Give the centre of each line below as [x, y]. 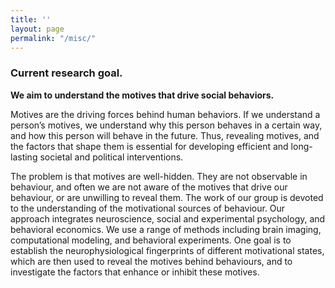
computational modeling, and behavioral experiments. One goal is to [151, 240]
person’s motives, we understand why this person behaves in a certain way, [166, 125]
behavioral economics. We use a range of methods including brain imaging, [166, 229]
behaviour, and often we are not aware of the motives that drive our [149, 187]
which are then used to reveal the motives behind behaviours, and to [151, 261]
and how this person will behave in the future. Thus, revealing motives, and [165, 135]
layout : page [37, 29]
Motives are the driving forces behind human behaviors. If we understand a [165, 114]
